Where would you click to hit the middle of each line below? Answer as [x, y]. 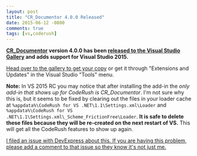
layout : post [22, 12]
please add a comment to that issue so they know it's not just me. [86, 147]
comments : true [25, 28]
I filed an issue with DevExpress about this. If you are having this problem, [96, 141]
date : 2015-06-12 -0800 [36, 23]
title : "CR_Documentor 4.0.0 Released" [55, 17]
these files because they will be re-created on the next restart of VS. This [98, 123]
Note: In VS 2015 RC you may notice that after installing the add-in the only [98, 86]
